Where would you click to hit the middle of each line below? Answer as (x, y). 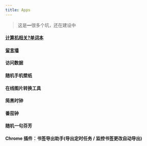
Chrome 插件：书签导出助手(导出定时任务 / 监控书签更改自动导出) (74, 138)
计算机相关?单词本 (24, 38)
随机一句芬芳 (19, 126)
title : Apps (18, 10)
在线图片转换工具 (23, 88)
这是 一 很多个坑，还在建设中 (47, 25)
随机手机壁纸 (19, 75)
